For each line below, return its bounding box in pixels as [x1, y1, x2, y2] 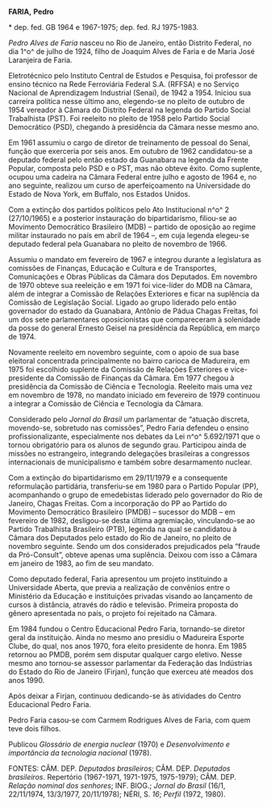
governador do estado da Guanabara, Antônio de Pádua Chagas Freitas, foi [8, 306, 258, 315]
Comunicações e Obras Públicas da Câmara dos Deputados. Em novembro [8, 272, 258, 281]
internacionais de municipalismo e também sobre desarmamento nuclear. [8, 457, 252, 467]
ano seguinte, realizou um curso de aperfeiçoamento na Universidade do [8, 181, 251, 190]
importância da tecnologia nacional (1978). [8, 748, 152, 757]
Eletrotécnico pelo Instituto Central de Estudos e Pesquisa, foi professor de [8, 71, 258, 80]
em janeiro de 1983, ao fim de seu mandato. [8, 559, 154, 568]
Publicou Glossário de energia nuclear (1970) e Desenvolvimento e [8, 739, 231, 749]
